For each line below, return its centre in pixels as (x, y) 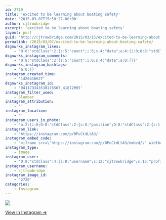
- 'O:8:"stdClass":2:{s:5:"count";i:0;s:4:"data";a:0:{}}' (76, 60)
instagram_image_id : (26, 175)
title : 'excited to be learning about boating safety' (63, 14)
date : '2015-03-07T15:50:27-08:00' (42, 19)
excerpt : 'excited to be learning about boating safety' (65, 28)
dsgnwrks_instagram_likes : (33, 46)
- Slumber (24, 97)
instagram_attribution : (30, 102)
